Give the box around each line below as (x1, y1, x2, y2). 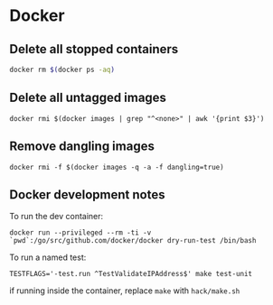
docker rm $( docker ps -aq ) (9, 65, 116, 74)
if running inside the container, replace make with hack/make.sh (9, 285, 240, 296)
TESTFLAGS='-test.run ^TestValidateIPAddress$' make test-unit (9, 270, 253, 279)
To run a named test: (9, 252, 87, 263)
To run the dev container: (9, 211, 104, 222)
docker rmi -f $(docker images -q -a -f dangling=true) (9, 162, 224, 171)
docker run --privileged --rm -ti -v (9, 228, 152, 237)
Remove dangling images (9, 139, 155, 154)
